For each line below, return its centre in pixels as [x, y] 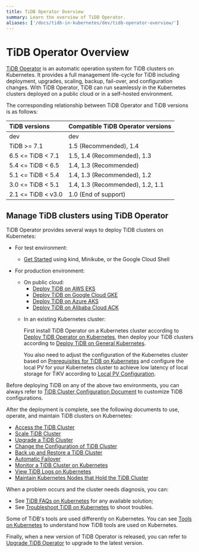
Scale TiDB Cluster [38, 434]
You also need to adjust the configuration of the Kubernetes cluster [106, 355]
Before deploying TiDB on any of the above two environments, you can [93, 385]
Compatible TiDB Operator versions [120, 127]
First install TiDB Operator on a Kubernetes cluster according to [101, 331]
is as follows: [22, 112]
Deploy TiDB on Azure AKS [66, 302]
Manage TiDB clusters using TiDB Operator [87, 216]
